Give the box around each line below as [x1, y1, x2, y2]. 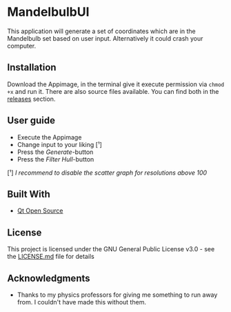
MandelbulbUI [7, 4, 90, 20]
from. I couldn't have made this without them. [17, 298, 147, 306]
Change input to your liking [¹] [17, 140, 102, 148]
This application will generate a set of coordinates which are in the [7, 27, 197, 35]
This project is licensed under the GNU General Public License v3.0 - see [7, 245, 215, 253]
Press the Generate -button [17, 148, 94, 156]
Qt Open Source [17, 206, 63, 215]
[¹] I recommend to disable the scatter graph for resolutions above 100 [7, 168, 208, 177]
